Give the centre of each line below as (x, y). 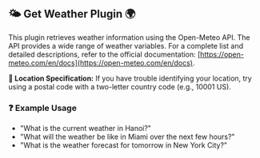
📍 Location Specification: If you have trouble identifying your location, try (130, 78)
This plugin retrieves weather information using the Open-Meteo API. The (129, 37)
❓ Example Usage (43, 108)
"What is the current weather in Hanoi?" (86, 128)
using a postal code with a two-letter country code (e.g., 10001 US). (120, 86)
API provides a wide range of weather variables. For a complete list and (126, 45)
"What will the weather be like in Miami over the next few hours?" (127, 137)
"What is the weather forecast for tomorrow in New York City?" (124, 145)
